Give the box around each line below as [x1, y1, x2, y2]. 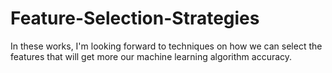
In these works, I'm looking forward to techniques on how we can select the [10, 40, 323, 52]
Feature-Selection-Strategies [10, 7, 260, 30]
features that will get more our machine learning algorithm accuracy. [10, 50, 293, 62]
